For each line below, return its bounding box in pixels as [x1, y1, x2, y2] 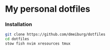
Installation [5, 21, 33, 28]
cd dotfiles [5, 37, 29, 42]
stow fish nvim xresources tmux [5, 41, 71, 46]
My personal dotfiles [5, 3, 91, 15]
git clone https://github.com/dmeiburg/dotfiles [5, 32, 106, 37]
